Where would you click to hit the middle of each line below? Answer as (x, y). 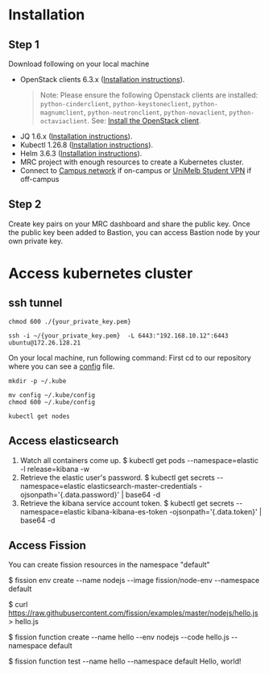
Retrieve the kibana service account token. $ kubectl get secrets (127, 503)
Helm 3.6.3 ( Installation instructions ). (81, 153)
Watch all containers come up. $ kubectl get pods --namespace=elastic (139, 460)
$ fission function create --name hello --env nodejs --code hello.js (119, 637)
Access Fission (48, 546)
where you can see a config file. (62, 366)
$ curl (18, 605)
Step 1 (24, 45)
